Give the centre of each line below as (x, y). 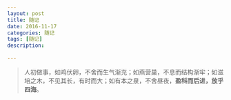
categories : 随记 (31, 33)
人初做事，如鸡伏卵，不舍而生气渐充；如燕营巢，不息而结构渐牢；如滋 (124, 72)
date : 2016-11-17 (32, 26)
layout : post (26, 13)
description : (26, 46)
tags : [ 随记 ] (25, 39)
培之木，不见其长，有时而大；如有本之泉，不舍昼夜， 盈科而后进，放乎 (124, 81)
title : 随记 (23, 20)
